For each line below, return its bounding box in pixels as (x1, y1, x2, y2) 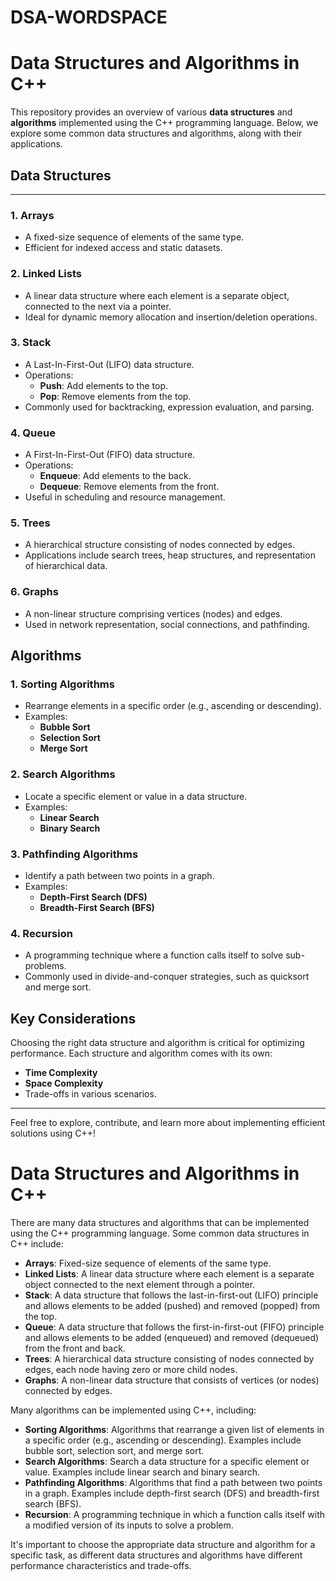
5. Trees (10, 516, 51, 530)
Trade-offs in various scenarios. (24, 1088, 157, 1100)
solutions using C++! (10, 1127, 97, 1140)
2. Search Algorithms (10, 767, 116, 781)
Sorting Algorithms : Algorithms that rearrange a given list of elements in (24, 1424, 325, 1436)
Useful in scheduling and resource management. (24, 491, 226, 503)
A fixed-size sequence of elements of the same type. (24, 231, 245, 243)
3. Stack (10, 336, 52, 350)
